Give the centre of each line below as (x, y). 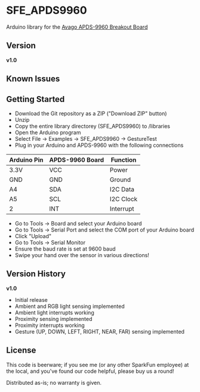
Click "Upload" (33, 236)
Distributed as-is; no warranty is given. (54, 382)
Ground (120, 180)
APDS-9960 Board (77, 160)
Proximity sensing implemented (53, 319)
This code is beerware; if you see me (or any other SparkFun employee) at (98, 365)
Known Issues (33, 79)
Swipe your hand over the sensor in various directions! (82, 255)
